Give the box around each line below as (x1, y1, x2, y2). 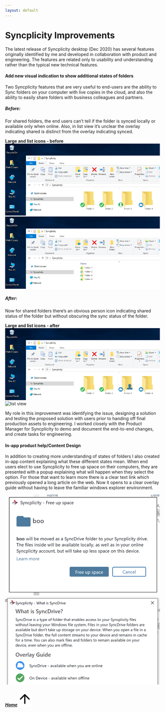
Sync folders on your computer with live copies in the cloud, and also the (5, 89, 153, 95)
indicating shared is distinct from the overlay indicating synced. (5, 128, 134, 134)
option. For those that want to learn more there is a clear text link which (5, 474, 150, 480)
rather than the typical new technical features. (5, 62, 99, 67)
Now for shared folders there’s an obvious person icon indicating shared (5, 308, 151, 313)
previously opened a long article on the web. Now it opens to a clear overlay (5, 480, 160, 486)
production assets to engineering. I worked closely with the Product (5, 421, 142, 427)
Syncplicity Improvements (5, 30, 115, 41)
